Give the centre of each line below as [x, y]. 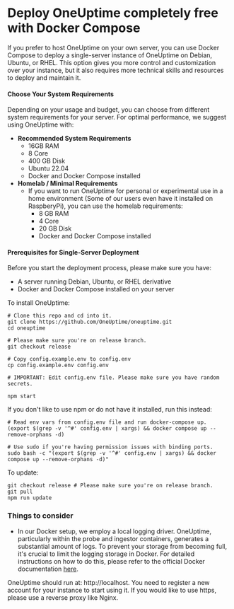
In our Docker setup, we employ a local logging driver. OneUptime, [115, 531]
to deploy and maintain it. [44, 77]
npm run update [30, 498]
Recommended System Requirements [74, 139]
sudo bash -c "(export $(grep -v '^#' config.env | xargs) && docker [112, 453]
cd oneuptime [27, 328]
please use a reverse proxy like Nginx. [63, 597]
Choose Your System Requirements [61, 94]
